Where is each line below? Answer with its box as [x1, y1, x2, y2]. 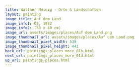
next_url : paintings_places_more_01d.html [5, 53, 94, 58]
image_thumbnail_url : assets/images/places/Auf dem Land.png [5, 35, 135, 40]
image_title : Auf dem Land [5, 16, 61, 21]
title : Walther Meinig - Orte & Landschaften [5, 7, 101, 12]
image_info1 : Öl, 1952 [5, 21, 52, 26]
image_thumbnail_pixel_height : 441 [5, 44, 79, 49]
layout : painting [5, 12, 41, 17]
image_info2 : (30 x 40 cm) [5, 26, 61, 31]
